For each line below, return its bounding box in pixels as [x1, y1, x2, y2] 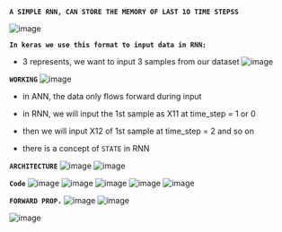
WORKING [9, 75, 39, 84]
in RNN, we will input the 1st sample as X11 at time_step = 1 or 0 [22, 108, 256, 119]
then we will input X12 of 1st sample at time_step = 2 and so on [22, 125, 254, 136]
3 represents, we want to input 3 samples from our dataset [22, 56, 240, 66]
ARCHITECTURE [9, 162, 58, 171]
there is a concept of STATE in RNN [22, 143, 150, 153]
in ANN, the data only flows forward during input [22, 91, 202, 101]
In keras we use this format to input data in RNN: [9, 40, 207, 49]
